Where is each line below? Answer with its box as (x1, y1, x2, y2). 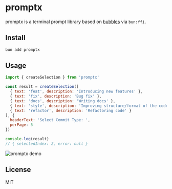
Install (5, 33, 26, 42)
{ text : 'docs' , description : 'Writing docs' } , (10, 98, 116, 104)
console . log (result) (5, 137, 50, 142)
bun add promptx (5, 47, 40, 52)
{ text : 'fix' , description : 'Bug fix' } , (10, 94, 102, 99)
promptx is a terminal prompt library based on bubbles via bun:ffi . (5, 18, 146, 25)
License (5, 165, 31, 174)
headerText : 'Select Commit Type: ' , (10, 118, 91, 123)
